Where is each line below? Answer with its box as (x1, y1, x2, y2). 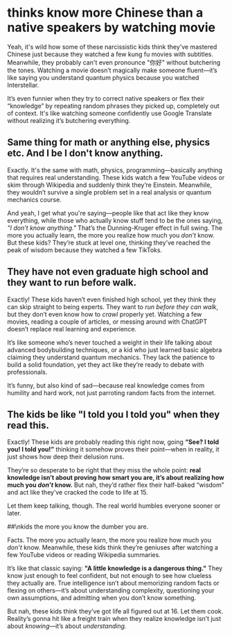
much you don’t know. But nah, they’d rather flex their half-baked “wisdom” (7, 481, 224, 489)
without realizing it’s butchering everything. (7, 116, 131, 124)
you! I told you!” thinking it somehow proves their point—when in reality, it (7, 445, 220, 454)
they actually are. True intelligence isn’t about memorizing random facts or (7, 579, 220, 588)
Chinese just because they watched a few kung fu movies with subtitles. (7, 50, 213, 58)
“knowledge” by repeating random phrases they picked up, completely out (7, 101, 220, 110)
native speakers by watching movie (7, 19, 216, 35)
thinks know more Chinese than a (7, 5, 204, 21)
